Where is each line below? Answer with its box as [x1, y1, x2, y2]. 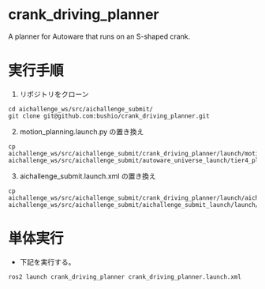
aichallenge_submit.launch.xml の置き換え [19, 171, 156, 181]
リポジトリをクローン [19, 89, 89, 99]
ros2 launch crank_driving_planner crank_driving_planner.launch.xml [8, 272, 242, 281]
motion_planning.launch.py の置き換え [19, 126, 144, 136]
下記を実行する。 [19, 257, 76, 266]
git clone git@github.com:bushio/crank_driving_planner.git [8, 112, 211, 120]
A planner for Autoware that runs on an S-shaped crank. [8, 32, 191, 41]
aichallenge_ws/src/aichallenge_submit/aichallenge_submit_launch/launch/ [8, 201, 259, 208]
